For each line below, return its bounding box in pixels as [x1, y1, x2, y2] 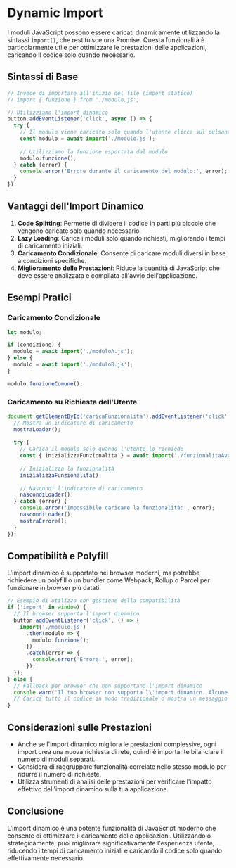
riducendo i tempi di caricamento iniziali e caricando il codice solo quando [7, 846, 223, 855]
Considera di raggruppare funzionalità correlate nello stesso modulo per [17, 762, 227, 771]
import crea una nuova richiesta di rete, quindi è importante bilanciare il [17, 748, 224, 756]
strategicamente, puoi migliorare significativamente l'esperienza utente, [7, 838, 215, 847]
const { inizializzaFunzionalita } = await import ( [20, 452, 174, 459]
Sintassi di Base [7, 71, 79, 83]
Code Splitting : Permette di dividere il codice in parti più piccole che [17, 219, 216, 227]
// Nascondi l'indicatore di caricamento [20, 485, 143, 492]
